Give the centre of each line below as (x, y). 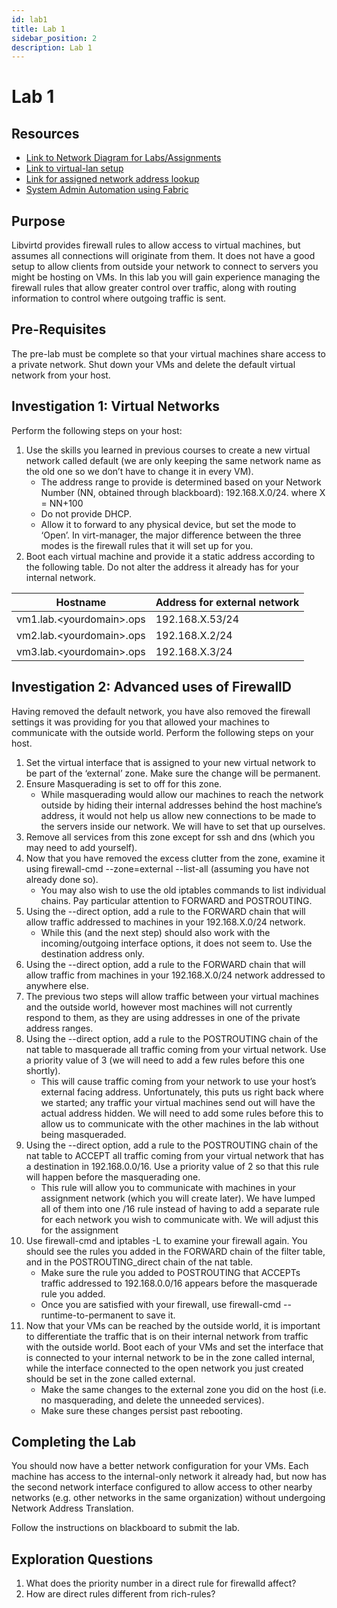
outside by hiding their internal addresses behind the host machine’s (181, 805)
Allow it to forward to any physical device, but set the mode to (168, 524)
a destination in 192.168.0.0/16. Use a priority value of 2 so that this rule (172, 1166)
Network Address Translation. (72, 1508)
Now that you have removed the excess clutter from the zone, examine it (175, 858)
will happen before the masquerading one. (113, 1177)
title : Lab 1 (38, 29)
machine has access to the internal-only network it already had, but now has (169, 1477)
